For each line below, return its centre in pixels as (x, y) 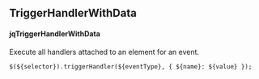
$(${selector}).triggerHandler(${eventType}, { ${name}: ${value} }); (131, 67)
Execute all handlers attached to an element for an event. (104, 52)
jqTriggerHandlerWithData (55, 33)
